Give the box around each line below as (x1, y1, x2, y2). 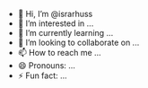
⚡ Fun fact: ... (17, 70, 67, 81)
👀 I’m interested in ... (17, 18, 94, 29)
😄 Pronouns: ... (17, 60, 76, 71)
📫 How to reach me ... (17, 48, 101, 57)
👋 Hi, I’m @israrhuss (17, 9, 93, 19)
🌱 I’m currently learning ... (17, 28, 114, 38)
